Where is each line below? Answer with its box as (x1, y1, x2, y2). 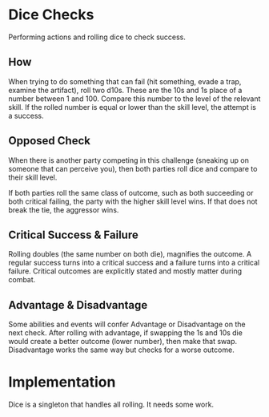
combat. (8, 275, 36, 285)
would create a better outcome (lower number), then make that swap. (8, 337, 238, 346)
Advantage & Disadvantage (8, 298, 148, 312)
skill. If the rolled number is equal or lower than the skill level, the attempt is (8, 102, 256, 111)
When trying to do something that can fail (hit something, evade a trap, (8, 76, 242, 86)
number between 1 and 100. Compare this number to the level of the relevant (8, 94, 261, 103)
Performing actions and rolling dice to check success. (8, 32, 187, 42)
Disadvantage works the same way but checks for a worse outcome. (8, 345, 235, 354)
